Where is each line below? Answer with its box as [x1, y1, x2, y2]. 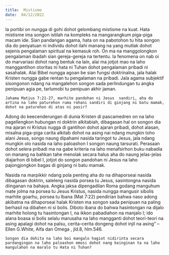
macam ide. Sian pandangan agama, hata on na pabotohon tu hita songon [5, 37, 160, 43]
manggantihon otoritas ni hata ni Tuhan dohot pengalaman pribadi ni [5, 64, 148, 70]
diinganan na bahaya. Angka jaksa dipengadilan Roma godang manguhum [5, 183, 160, 189]
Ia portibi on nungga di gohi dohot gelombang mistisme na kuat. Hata [5, 26, 150, 32]
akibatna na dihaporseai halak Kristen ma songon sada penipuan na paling [5, 199, 161, 205]
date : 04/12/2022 [5, 12, 44, 17]
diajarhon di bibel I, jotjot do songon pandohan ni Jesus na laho [5, 156, 138, 163]
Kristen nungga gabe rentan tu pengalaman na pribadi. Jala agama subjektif [5, 75, 164, 81]
